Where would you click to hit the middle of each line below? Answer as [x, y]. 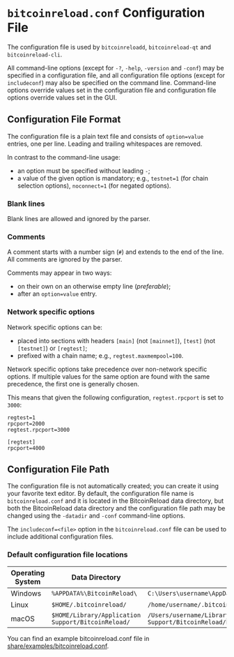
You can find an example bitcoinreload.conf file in [78, 638]
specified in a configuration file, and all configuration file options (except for [116, 75]
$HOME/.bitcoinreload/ [89, 604]
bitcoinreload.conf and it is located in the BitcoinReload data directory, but [116, 501]
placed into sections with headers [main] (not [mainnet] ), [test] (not [116, 340]
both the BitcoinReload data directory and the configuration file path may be [116, 508]
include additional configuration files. [60, 537]
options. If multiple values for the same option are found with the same [109, 376]
